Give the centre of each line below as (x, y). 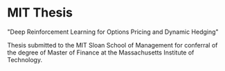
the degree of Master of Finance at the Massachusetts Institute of (101, 52)
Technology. (25, 59)
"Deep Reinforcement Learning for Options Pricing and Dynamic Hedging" (113, 32)
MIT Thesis (40, 13)
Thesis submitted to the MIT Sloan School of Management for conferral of (112, 45)
